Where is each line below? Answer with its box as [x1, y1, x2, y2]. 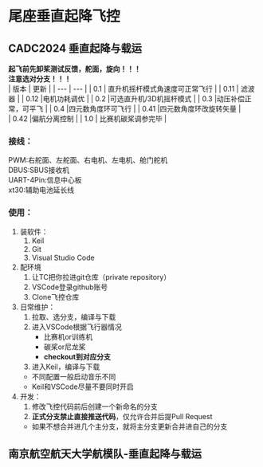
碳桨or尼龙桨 [43, 342, 86, 351]
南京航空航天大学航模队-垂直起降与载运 [8, 447, 202, 461]
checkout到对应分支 [43, 351, 112, 361]
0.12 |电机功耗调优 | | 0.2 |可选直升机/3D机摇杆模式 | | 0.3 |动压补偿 [26, 94, 245, 104]
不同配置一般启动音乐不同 [31, 371, 116, 381]
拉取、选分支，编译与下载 [31, 312, 116, 321]
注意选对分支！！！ [8, 74, 72, 84]
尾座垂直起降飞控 [8, 7, 121, 26]
